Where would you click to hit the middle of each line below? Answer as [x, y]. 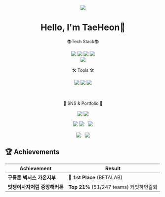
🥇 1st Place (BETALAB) [95, 177]
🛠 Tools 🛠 [83, 70]
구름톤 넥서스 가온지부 [32, 178]
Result [113, 168]
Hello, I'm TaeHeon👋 [83, 27]
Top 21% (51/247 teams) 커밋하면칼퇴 [113, 187]
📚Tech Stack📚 [83, 41]
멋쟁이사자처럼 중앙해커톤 [36, 187]
